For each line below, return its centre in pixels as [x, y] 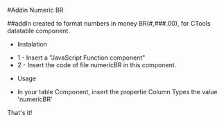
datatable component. [39, 31]
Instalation [32, 44]
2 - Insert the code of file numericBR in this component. [97, 65]
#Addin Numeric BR [35, 10]
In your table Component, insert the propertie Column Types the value [117, 92]
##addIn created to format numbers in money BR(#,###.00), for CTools [109, 23]
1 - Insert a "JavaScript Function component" [81, 58]
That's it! [20, 113]
